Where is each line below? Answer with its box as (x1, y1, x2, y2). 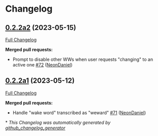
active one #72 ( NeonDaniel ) (12, 62, 73, 67)
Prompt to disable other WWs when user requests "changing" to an (12, 56, 153, 62)
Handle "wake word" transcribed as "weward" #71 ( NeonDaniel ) (12, 110, 146, 116)
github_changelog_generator (5, 125, 66, 131)
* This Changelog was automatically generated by (5, 119, 111, 125)
